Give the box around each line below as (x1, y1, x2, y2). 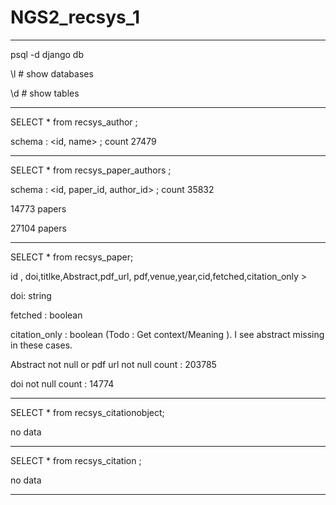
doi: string (10, 289, 52, 301)
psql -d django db (10, 48, 84, 60)
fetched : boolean (10, 309, 83, 321)
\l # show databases (10, 67, 94, 80)
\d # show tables (10, 87, 80, 99)
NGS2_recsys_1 (10, 6, 141, 29)
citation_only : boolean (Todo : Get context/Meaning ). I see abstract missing (10, 328, 325, 340)
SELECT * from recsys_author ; (10, 116, 138, 128)
